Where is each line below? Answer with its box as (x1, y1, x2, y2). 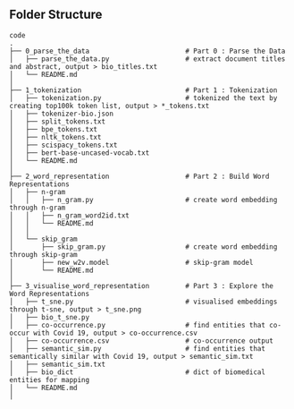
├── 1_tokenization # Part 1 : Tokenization (9, 85, 278, 95)
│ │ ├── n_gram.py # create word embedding (9, 195, 278, 204)
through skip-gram (9, 250, 78, 259)
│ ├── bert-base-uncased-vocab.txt (9, 148, 150, 158)
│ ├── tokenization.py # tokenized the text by (9, 93, 278, 102)
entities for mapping (9, 375, 90, 384)
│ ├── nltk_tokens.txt (9, 132, 102, 141)
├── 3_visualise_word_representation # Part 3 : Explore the (9, 281, 274, 290)
